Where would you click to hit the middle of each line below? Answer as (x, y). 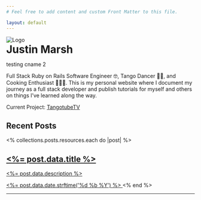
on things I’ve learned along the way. (52, 95)
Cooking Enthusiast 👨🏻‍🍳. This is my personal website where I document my (99, 82)
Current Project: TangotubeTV (43, 107)
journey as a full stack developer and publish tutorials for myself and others (99, 89)
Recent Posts (31, 126)
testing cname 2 (26, 64)
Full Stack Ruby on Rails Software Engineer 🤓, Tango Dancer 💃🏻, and (91, 76)
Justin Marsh (40, 49)
